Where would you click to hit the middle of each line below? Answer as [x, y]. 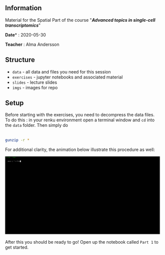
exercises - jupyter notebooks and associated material [67, 77]
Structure [20, 60]
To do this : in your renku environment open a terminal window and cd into [80, 120]
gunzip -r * [17, 140]
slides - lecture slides [35, 82]
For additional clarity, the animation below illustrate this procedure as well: [80, 149]
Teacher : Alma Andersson [32, 44]
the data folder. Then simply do [37, 125]
